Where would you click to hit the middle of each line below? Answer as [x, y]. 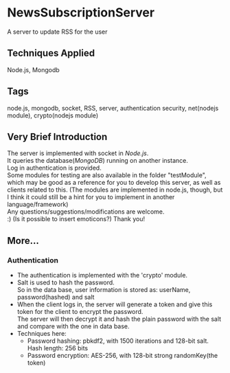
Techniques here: [42, 334]
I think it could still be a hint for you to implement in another [91, 197]
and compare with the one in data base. [73, 326]
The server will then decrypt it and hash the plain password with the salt [119, 319]
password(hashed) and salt [56, 297]
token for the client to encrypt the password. [80, 312]
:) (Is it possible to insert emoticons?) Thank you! [76, 219]
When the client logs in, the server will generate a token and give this [115, 304]
